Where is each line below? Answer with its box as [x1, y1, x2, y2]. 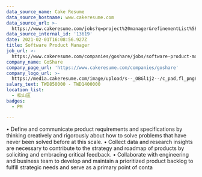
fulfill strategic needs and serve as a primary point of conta [6, 163, 153, 171]
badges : [6, 98, 26, 104]
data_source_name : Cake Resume [6, 8, 85, 15]
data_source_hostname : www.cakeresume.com [6, 14, 114, 20]
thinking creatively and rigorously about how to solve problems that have [6, 131, 187, 139]
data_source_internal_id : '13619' [6, 31, 93, 37]
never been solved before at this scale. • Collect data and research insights [6, 138, 194, 145]
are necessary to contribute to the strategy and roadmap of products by [6, 145, 185, 152]
